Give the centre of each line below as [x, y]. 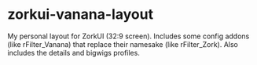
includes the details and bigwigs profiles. [74, 52]
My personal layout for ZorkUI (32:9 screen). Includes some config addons [128, 36]
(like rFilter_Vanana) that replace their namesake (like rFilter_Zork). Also [123, 44]
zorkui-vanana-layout [81, 14]
